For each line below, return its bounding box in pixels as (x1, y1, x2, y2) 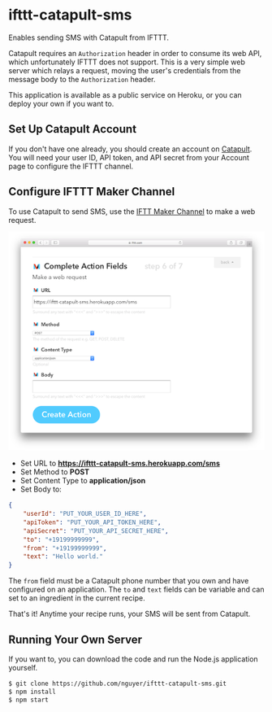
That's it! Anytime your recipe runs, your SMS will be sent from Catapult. (8, 609, 251, 619)
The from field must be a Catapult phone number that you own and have (8, 576, 249, 586)
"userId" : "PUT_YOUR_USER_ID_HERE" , (23, 510, 148, 518)
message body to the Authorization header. (8, 74, 156, 84)
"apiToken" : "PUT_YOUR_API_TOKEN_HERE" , (23, 518, 162, 526)
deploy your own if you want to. (8, 98, 114, 108)
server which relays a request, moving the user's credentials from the (8, 65, 241, 75)
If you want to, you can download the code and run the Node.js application (8, 654, 258, 664)
